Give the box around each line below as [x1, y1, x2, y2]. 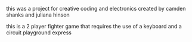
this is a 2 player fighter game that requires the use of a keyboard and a [6, 23, 182, 30]
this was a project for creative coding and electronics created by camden [6, 5, 186, 12]
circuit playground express [6, 29, 72, 36]
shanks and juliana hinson [6, 11, 70, 18]
